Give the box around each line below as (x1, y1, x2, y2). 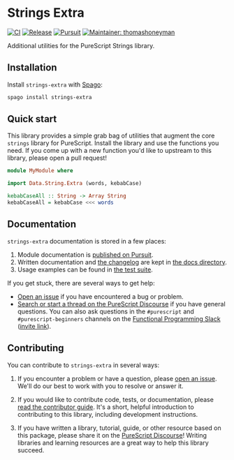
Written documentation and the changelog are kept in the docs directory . (17, 258, 227, 266)
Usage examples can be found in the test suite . (17, 265, 154, 274)
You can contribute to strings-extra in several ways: (7, 361, 159, 369)
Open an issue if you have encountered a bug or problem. (17, 292, 184, 301)
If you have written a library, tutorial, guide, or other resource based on (17, 424, 221, 432)
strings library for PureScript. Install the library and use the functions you (7, 139, 219, 147)
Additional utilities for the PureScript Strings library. (7, 41, 155, 50)
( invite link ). (17, 322, 52, 330)
